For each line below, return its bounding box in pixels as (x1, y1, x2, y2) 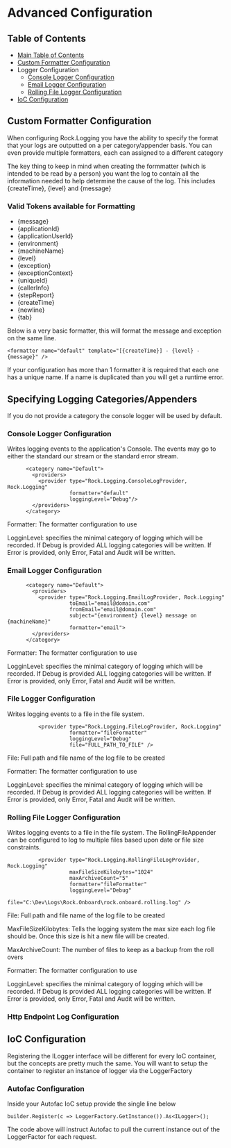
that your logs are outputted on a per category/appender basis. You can (7, 141, 213, 149)
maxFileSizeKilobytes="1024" (69, 869, 154, 876)
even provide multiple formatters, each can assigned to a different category (7, 148, 223, 157)
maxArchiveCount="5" (69, 875, 129, 882)
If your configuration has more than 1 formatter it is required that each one (7, 366, 219, 374)
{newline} (17, 306, 45, 314)
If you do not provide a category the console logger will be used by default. (7, 411, 223, 419)
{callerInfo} (17, 283, 50, 292)
